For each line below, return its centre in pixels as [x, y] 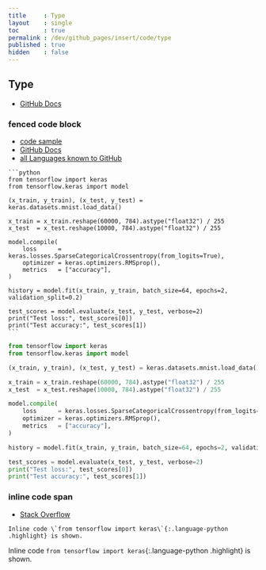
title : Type [37, 15]
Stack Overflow [45, 514]
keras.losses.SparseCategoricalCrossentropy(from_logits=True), [116, 256]
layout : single [40, 23]
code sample [41, 142]
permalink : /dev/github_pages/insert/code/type [90, 38]
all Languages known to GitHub [71, 159]
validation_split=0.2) [46, 298]
